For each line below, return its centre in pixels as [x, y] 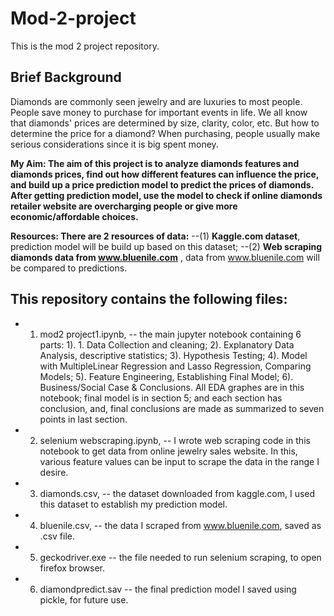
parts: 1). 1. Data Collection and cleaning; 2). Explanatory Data [167, 344]
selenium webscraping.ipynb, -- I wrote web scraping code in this [175, 440]
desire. [54, 472]
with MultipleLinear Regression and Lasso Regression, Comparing [175, 366]
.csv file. [57, 536]
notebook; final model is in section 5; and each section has [161, 398]
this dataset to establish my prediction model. [133, 504]
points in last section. [83, 419]
